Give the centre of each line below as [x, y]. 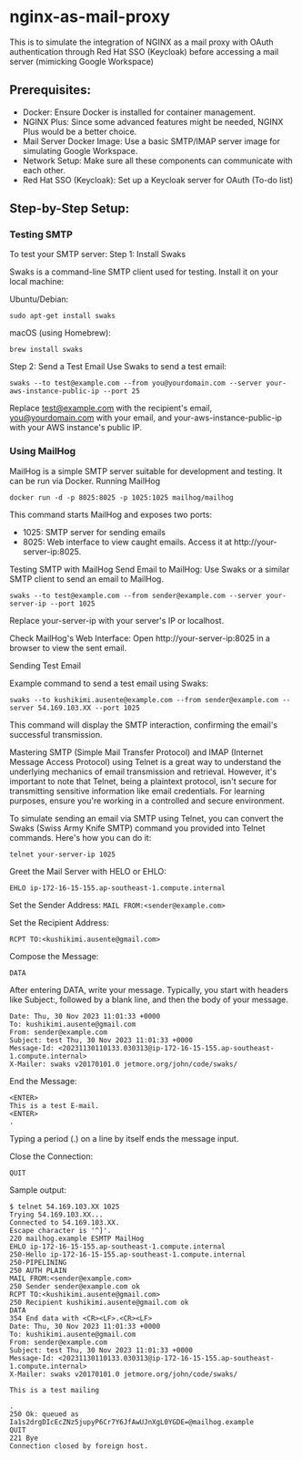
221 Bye [24, 1438]
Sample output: [38, 1190]
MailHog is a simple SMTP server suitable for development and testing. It [146, 471]
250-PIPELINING [38, 1262]
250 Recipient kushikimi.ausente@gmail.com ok [99, 1302]
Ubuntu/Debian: [39, 299]
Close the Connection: [51, 1156]
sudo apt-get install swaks [63, 316]
